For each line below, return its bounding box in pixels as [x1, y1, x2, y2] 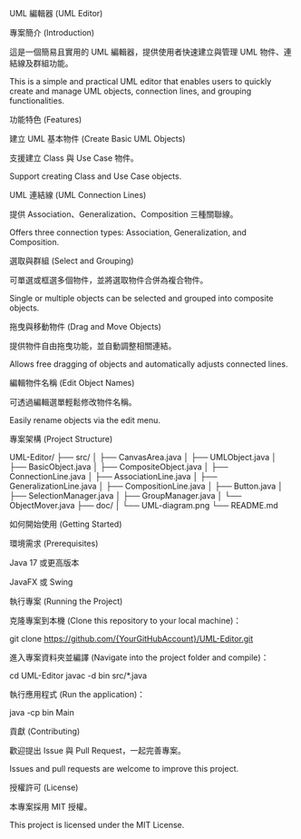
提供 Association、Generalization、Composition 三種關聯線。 [9, 209, 238, 220]
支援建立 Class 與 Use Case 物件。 [9, 153, 139, 163]
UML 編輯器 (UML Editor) [9, 8, 103, 18]
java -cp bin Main [9, 707, 74, 717]
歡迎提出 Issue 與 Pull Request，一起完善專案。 [9, 745, 186, 755]
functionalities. [9, 95, 65, 106]
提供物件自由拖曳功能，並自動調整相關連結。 [9, 341, 177, 351]
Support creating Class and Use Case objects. [9, 171, 182, 182]
